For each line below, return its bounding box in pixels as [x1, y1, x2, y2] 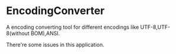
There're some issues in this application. [6, 41, 105, 48]
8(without [6, 29, 30, 36]
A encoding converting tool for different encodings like [6, 23, 139, 31]
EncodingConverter [6, 4, 105, 18]
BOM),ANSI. [30, 29, 60, 36]
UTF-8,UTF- [140, 23, 171, 31]
